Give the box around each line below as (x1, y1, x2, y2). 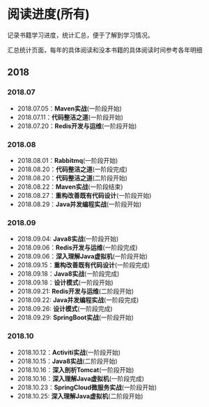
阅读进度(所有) (7, 6, 91, 22)
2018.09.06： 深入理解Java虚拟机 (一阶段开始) (17, 252, 148, 261)
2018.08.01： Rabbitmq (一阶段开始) (17, 156, 118, 164)
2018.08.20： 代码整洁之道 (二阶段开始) (17, 173, 127, 182)
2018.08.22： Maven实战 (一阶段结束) (17, 183, 123, 191)
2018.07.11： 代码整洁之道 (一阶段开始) (17, 113, 124, 121)
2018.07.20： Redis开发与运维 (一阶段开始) (17, 122, 137, 130)
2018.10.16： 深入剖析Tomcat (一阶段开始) (17, 365, 134, 374)
